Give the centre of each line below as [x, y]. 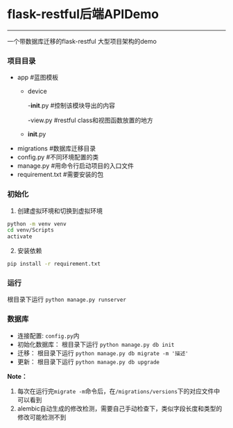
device [37, 92]
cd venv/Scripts [31, 230]
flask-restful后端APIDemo [83, 14]
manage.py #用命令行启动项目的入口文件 [75, 166]
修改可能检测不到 [42, 417]
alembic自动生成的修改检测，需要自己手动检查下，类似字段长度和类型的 [120, 408]
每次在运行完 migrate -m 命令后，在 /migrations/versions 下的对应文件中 [119, 391]
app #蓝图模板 [38, 78]
